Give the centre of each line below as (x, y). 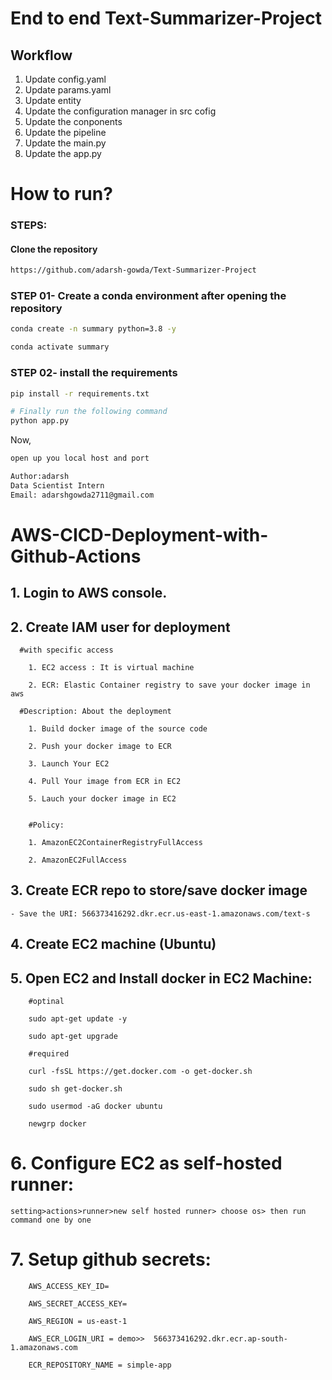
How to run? (61, 194)
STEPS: (29, 225)
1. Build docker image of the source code (118, 729)
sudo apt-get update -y (78, 1019)
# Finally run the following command (89, 412)
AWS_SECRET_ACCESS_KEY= (78, 1303)
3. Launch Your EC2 (69, 764)
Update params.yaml (68, 90)
